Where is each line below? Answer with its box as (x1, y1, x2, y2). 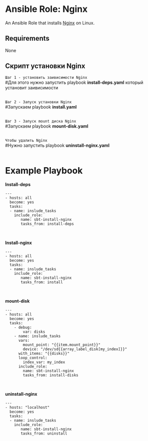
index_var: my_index (23, 360, 65, 365)
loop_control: (18, 355, 48, 360)
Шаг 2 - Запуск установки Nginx (5, 99, 72, 105)
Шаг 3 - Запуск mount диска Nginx (5, 119, 77, 124)
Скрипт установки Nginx (5, 62, 86, 70)
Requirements (5, 34, 49, 43)
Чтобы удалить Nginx (5, 138, 48, 143)
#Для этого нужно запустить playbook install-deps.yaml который (5, 79, 144, 85)
